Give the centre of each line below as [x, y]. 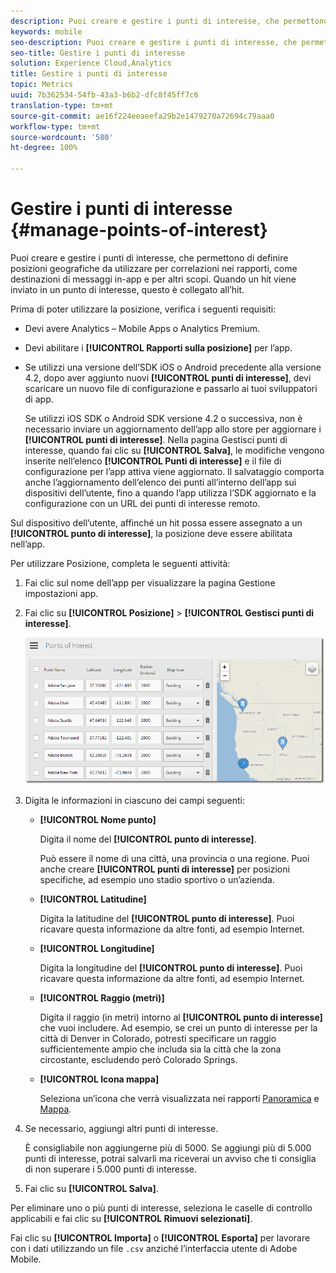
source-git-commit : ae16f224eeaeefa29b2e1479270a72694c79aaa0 [142, 116]
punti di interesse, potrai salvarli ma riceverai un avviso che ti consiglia [170, 1159]
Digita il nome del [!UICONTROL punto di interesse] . [148, 839]
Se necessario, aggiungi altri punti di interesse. [121, 1129]
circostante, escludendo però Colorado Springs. [138, 1060]
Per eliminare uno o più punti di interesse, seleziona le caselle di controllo [161, 1208]
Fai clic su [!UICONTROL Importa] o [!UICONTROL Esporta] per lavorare [160, 1238]
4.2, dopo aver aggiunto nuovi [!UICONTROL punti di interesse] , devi [168, 377]
